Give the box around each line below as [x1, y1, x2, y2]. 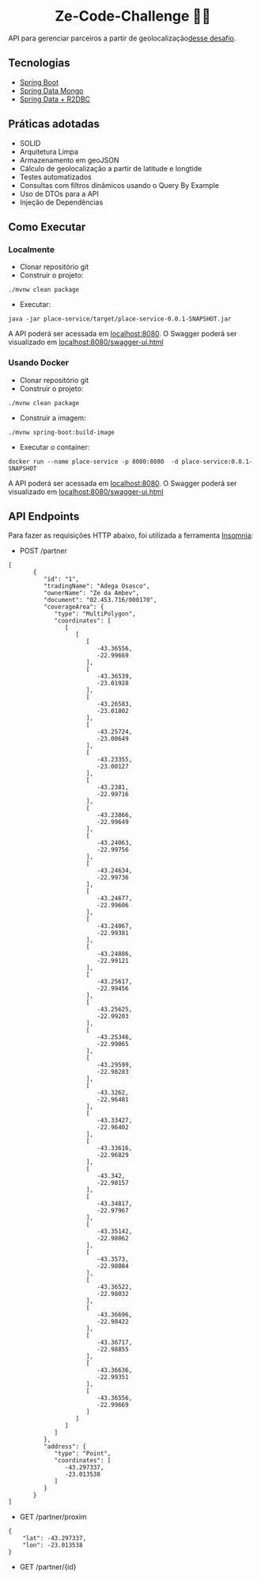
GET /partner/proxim [19, 1512, 87, 1522]
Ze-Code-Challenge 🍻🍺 [55, 7, 211, 25]
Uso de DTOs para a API [19, 189, 99, 198]
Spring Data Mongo [19, 86, 84, 95]
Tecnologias [8, 56, 70, 70]
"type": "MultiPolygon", [54, 610, 136, 618]
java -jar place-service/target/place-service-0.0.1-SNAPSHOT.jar [8, 315, 232, 324]
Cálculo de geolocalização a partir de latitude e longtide [19, 163, 202, 173]
